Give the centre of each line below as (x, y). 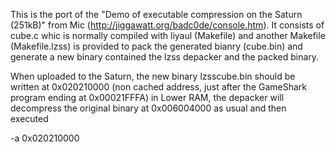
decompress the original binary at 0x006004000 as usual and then (148, 108)
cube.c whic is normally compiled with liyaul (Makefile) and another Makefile (168, 35)
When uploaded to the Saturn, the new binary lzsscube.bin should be (153, 76)
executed (29, 118)
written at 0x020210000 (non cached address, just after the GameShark (159, 87)
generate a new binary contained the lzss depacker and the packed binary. (165, 57)
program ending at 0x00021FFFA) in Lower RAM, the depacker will (147, 97)
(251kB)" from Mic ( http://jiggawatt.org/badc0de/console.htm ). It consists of (167, 25)
